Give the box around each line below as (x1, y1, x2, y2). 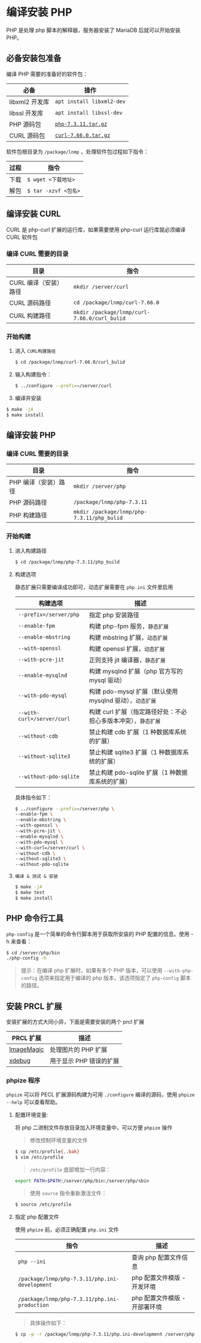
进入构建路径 (14, 547, 47, 554)
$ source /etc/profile (14, 1201, 72, 1208)
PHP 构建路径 (9, 511, 47, 520)
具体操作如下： (29, 1319, 67, 1326)
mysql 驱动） (89, 676, 126, 684)
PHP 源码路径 (9, 499, 47, 507)
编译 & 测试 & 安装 (14, 874, 59, 880)
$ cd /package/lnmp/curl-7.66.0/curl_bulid (14, 359, 126, 365)
